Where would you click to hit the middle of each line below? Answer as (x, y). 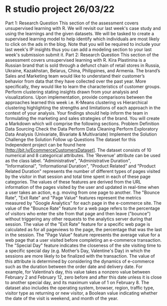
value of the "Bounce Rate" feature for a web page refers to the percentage (83, 208)
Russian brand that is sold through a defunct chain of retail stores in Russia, (83, 65)
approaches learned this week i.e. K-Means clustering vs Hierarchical (77, 102)
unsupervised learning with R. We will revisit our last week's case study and (83, 28)
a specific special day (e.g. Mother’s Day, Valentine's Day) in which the (78, 251)
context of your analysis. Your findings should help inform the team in (77, 113)
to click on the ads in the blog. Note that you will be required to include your (83, 44)
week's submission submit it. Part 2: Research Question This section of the (82, 55)
